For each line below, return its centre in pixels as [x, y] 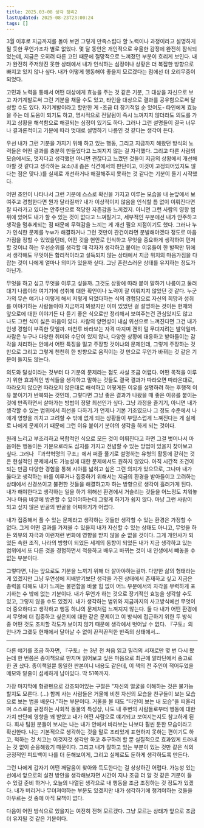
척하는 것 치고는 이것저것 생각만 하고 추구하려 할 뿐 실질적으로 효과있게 [97, 740]
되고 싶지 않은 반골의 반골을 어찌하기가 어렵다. [61, 507]
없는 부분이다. [23, 558]
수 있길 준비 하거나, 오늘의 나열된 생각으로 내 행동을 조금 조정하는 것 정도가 [94, 783]
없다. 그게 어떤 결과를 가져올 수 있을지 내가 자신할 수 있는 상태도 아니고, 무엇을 [98, 528]
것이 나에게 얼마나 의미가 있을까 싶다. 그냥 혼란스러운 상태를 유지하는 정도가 [107, 263]
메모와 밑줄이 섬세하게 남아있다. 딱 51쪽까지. [58, 673]
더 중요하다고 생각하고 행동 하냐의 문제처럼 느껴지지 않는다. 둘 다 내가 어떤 [93, 609]
